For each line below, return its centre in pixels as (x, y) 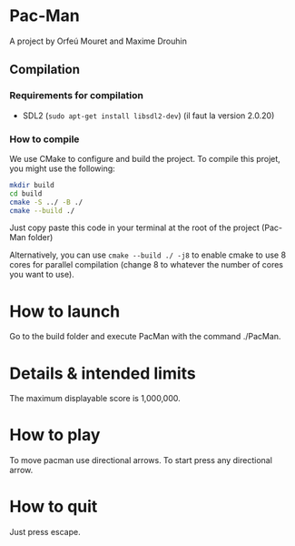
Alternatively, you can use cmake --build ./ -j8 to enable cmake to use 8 (148, 255)
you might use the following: (62, 168)
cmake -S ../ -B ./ (46, 202)
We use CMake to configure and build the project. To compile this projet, (145, 158)
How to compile (44, 139)
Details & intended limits (103, 373)
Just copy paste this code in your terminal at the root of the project (135, 227)
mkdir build (32, 185)
